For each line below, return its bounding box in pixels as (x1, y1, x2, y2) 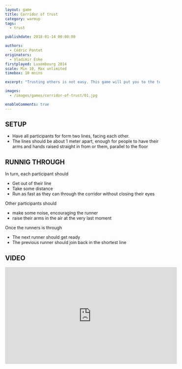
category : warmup (5, 16, 41, 21)
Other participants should (5, 200, 57, 207)
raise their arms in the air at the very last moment (12, 215, 112, 221)
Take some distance (12, 185, 53, 192)
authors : (5, 43, 23, 48)
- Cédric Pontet (9, 48, 43, 53)
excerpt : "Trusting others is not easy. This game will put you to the (5, 80, 155, 85)
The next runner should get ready (12, 234, 80, 240)
